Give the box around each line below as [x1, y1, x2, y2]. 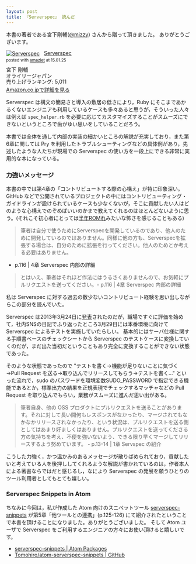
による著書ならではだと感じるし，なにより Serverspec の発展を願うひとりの [6, 467, 190, 474]
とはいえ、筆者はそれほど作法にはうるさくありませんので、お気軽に [20, 274, 184, 281]
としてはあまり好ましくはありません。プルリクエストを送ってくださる [20, 426, 188, 433]
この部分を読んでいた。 [10, 301, 68, 308]
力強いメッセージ [6, 171, 54, 179]
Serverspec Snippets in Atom [6, 490, 91, 498]
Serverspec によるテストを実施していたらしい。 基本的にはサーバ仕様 [6, 328, 174, 335]
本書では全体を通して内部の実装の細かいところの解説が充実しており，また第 [6, 133, 190, 140]
